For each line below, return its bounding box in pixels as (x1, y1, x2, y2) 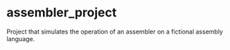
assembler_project (6, 5, 117, 21)
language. (6, 34, 35, 42)
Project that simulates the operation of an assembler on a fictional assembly (6, 27, 223, 36)
